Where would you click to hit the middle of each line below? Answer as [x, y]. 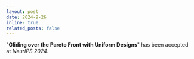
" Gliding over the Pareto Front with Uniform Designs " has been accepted [97, 45]
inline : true [22, 22]
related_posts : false [33, 28]
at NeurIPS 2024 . [27, 51]
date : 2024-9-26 [26, 17]
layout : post [22, 12]
